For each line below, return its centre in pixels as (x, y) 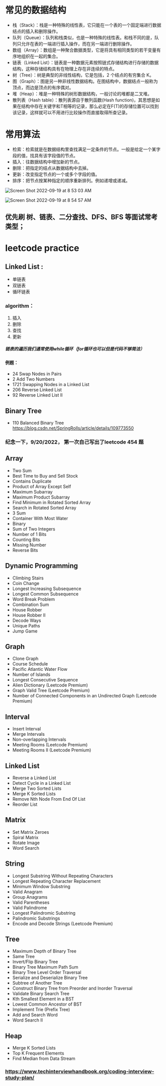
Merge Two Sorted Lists (37, 788)
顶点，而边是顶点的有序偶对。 (43, 87)
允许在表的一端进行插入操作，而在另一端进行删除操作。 (78, 43)
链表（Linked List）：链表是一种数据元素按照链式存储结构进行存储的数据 (85, 62)
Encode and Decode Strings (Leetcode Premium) (63, 923)
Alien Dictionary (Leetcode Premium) (50, 685)
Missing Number (29, 544)
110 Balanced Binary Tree (38, 423)
